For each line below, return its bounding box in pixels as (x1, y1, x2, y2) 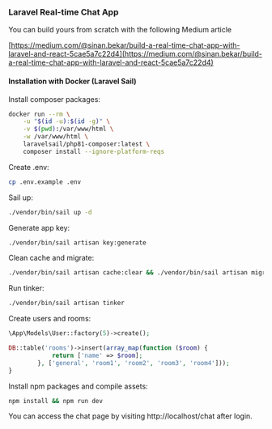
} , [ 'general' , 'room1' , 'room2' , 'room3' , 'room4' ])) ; (37, 359, 230, 367)
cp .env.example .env (8, 177, 82, 186)
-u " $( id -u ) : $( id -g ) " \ (23, 117, 111, 125)
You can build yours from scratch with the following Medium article (8, 25, 232, 35)
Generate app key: (8, 223, 70, 232)
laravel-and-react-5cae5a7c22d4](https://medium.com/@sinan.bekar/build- (8, 49, 263, 59)
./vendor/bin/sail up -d (8, 208, 92, 216)
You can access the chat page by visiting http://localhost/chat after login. (8, 411, 253, 421)
